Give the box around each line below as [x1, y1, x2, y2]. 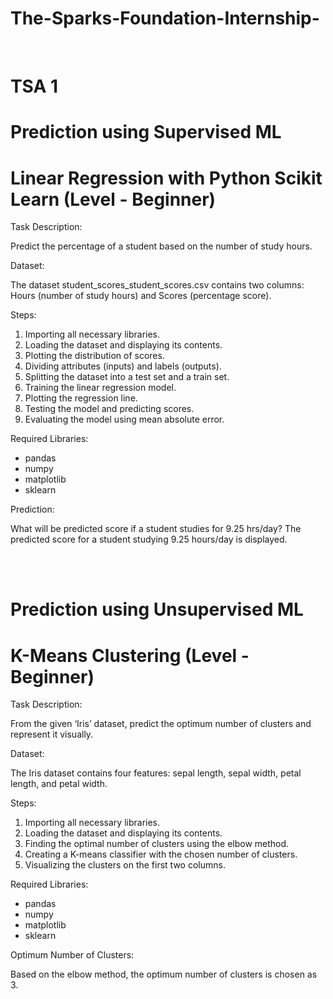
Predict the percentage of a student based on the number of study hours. [10, 240, 313, 252]
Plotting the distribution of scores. [24, 350, 165, 362]
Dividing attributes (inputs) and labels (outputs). [24, 360, 222, 372]
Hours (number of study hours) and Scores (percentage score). [10, 290, 272, 302]
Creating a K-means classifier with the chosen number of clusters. [24, 848, 298, 861]
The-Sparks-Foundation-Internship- [10, 7, 320, 30]
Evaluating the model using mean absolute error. [24, 413, 225, 426]
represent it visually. [10, 728, 94, 741]
